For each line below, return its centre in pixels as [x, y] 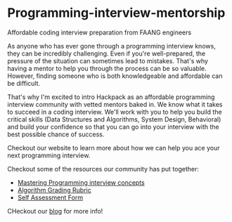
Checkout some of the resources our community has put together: [103, 169]
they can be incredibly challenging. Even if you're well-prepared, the [107, 53]
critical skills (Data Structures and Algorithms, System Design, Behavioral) [114, 119]
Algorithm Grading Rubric [54, 190]
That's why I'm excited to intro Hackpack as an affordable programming [111, 97]
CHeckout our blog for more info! [55, 211]
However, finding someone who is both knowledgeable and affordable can [115, 76]
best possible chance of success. [56, 134]
